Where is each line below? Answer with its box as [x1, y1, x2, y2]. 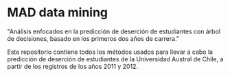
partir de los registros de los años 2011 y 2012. [7, 62, 139, 70]
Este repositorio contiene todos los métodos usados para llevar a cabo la [7, 48, 214, 56]
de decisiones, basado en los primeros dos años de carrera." [7, 34, 180, 42]
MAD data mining [7, 5, 108, 20]
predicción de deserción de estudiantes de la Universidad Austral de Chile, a [7, 55, 224, 63]
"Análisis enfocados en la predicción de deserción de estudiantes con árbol [7, 27, 221, 35]
